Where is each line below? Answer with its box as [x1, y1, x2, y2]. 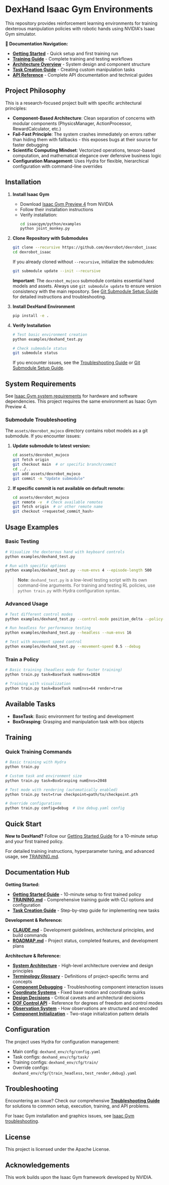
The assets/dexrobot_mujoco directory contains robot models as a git [5, 427, 148, 434]
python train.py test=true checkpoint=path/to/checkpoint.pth [5, 792, 138, 797]
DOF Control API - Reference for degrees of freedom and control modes [12, 1000, 163, 1006]
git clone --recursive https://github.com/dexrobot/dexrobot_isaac [12, 245, 157, 250]
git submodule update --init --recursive [12, 269, 101, 274]
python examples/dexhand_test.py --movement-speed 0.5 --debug [5, 644, 141, 649]
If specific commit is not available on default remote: [12, 485, 125, 491]
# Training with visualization [5, 681, 71, 686]
